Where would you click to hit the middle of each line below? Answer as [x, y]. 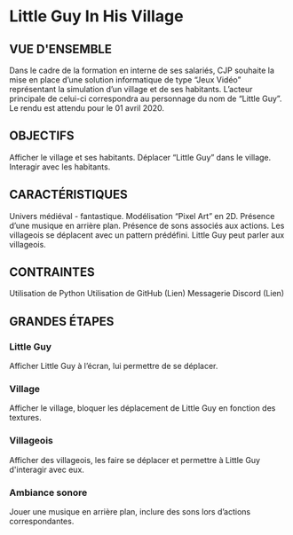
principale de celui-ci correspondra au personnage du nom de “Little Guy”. [146, 98]
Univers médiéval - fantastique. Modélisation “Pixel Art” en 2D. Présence [142, 216]
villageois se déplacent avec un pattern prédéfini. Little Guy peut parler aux [147, 235]
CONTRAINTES [52, 272]
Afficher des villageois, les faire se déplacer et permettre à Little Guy [135, 460]
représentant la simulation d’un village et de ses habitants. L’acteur [131, 89]
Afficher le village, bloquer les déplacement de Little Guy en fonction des [143, 408]
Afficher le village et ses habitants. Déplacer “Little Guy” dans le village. [140, 157]
